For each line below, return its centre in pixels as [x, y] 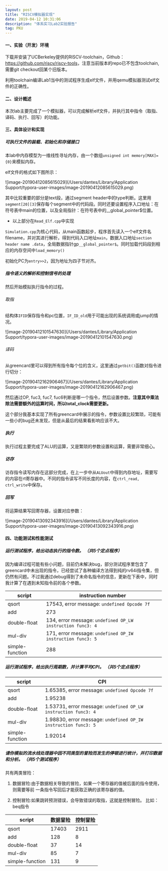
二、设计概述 [18, 98]
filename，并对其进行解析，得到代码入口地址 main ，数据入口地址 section [79, 238]
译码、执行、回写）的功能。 [34, 117]
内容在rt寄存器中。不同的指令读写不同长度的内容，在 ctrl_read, [74, 479]
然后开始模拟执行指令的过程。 [36, 287]
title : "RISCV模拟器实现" [30, 14]
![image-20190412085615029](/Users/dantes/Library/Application [72, 182]
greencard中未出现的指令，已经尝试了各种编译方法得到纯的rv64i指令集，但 [82, 570]
